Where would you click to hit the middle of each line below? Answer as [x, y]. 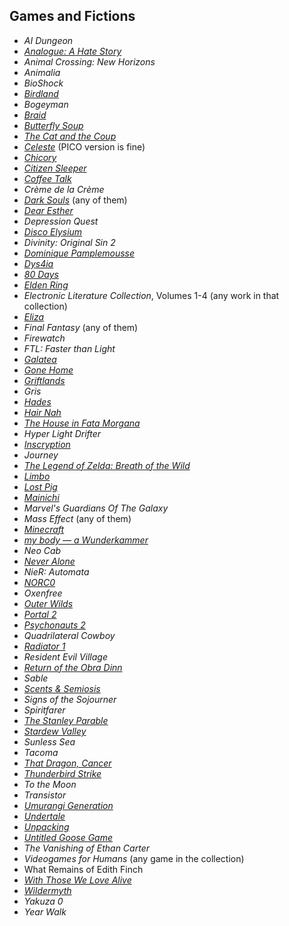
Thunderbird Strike [62, 773]
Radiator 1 [44, 646]
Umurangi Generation [68, 805]
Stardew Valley [55, 731]
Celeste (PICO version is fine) [84, 146]
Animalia [42, 72]
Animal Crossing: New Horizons [89, 61]
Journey [41, 455]
